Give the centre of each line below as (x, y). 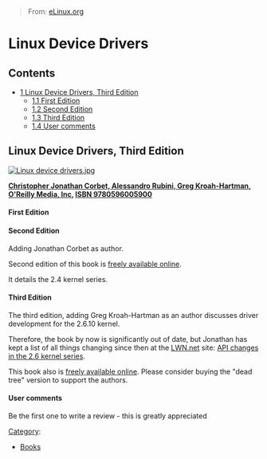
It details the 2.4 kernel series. (58, 279)
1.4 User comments (63, 126)
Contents (32, 73)
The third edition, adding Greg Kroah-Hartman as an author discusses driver (133, 315)
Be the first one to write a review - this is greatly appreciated (108, 416)
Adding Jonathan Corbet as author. (66, 248)
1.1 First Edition (56, 100)
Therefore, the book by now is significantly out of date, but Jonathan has (128, 339)
